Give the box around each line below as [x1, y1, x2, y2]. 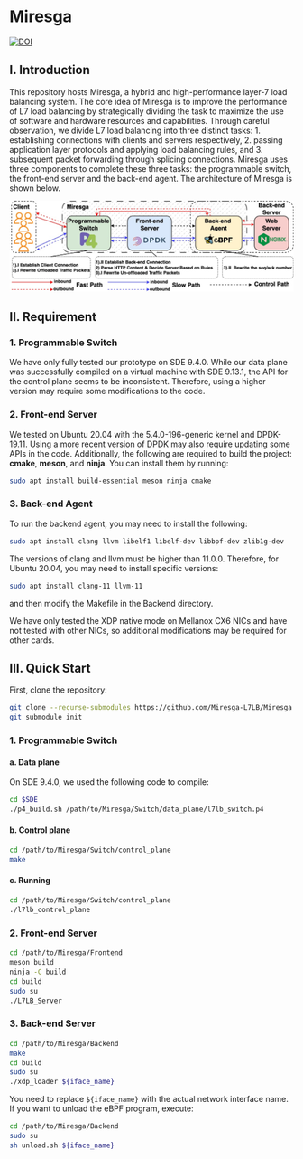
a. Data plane [9, 757, 60, 768]
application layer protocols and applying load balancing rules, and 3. [9, 144, 263, 155]
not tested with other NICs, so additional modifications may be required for [9, 625, 287, 636]
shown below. [9, 183, 61, 193]
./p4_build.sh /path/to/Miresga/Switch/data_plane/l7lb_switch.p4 [9, 805, 264, 815]
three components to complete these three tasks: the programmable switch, [9, 163, 292, 174]
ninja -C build [9, 967, 67, 976]
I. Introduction [9, 62, 90, 78]
